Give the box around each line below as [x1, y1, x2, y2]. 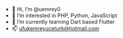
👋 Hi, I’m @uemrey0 [11, 6, 61, 12]
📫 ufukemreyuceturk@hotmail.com [11, 25, 99, 32]
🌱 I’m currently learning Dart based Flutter [11, 18, 115, 25]
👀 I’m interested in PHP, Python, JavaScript [11, 12, 118, 19]
